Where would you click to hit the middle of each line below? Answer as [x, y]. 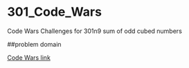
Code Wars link [29, 57]
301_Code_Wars [55, 12]
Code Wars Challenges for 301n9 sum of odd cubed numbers [94, 31]
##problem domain [34, 44]
